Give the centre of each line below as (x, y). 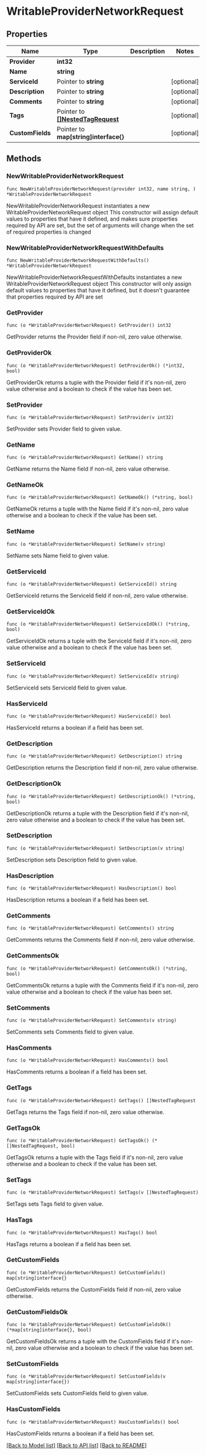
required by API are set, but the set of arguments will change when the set (100, 225)
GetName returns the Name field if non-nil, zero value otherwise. (88, 469)
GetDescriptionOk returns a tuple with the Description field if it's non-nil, (98, 813)
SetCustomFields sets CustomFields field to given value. (78, 1394)
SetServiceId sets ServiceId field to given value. (67, 688)
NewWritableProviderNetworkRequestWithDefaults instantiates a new (94, 277)
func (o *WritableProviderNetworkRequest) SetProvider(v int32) (90, 417)
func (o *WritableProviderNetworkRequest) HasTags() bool (82, 1233)
